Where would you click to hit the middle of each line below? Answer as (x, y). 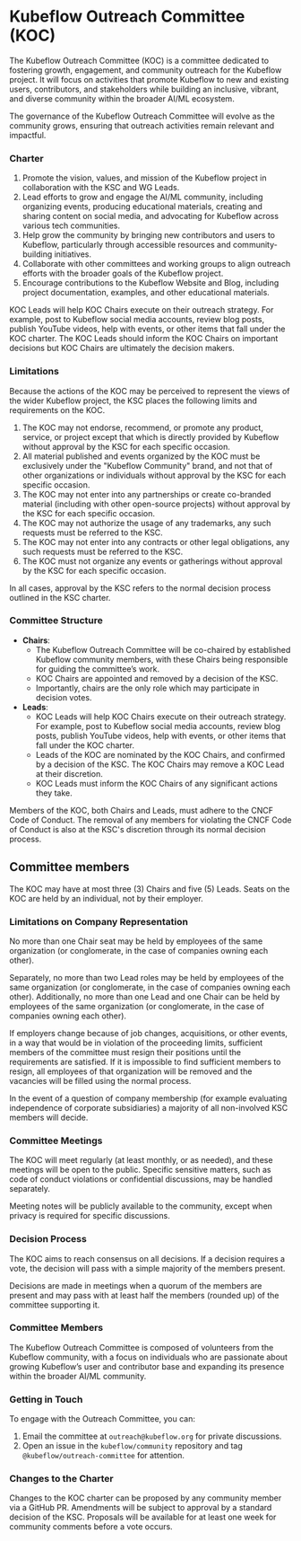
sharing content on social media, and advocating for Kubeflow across (150, 216)
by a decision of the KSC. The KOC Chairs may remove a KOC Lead (160, 764)
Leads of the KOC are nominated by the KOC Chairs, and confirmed (160, 754)
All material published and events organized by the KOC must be (141, 456)
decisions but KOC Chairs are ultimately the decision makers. (122, 348)
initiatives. (73, 254)
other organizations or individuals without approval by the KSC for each (154, 475)
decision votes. (64, 697)
